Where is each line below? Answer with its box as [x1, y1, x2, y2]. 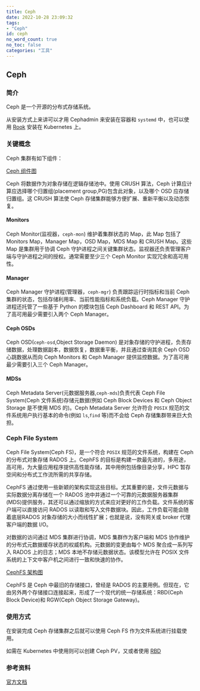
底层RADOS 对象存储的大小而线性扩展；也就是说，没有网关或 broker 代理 [11, 513, 191, 520]
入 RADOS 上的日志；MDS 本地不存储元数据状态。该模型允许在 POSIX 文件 [6, 548, 189, 556]
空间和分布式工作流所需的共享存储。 [6, 471, 95, 478]
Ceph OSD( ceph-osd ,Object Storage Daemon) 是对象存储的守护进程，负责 [6, 338, 186, 346]
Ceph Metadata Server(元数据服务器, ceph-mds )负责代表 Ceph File [6, 389, 165, 396]
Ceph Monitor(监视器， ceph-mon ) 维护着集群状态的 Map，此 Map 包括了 [6, 230, 182, 237]
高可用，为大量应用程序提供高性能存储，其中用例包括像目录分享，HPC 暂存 [6, 463, 191, 470]
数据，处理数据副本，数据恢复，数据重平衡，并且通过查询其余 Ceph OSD [11, 346, 190, 353]
